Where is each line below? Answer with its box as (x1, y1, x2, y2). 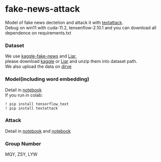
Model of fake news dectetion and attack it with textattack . (5, 20, 124, 25)
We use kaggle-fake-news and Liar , (5, 53, 77, 59)
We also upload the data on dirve (5, 63, 72, 69)
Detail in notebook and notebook (5, 128, 71, 134)
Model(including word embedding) (5, 76, 90, 82)
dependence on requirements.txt (5, 30, 71, 36)
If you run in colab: (5, 92, 43, 98)
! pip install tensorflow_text (5, 101, 69, 106)
